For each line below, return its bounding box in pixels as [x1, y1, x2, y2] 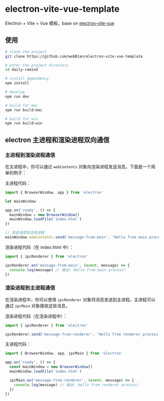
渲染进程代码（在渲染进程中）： [5, 313, 67, 319]
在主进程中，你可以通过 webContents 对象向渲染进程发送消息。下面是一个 [5, 163, 151, 170]
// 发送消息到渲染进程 [5, 230, 45, 235]
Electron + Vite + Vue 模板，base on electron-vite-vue [5, 20, 115, 26]
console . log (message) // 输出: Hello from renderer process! [14, 382, 140, 387]
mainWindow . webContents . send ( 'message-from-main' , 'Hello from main [5, 235, 147, 240]
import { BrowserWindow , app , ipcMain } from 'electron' [5, 351, 123, 356]
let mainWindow [5, 199, 36, 204]
